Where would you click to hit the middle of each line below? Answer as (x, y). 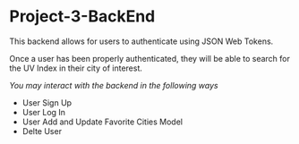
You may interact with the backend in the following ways (114, 85)
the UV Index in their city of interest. (76, 68)
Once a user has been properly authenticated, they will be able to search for (150, 58)
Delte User (42, 131)
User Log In (43, 112)
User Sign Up (47, 102)
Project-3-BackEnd (82, 17)
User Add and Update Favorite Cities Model (103, 122)
